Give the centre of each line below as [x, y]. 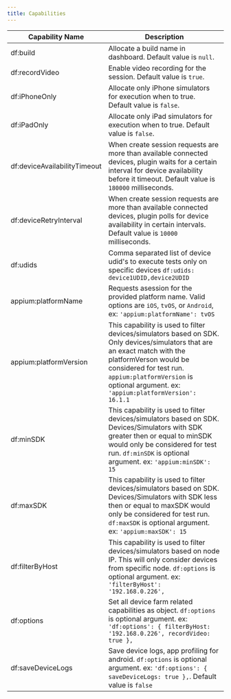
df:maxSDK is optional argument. [159, 522]
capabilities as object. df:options [162, 610]
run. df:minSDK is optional [149, 453]
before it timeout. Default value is [162, 179]
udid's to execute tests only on [158, 261]
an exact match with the [147, 351]
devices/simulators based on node [164, 551]
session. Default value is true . [156, 76]
